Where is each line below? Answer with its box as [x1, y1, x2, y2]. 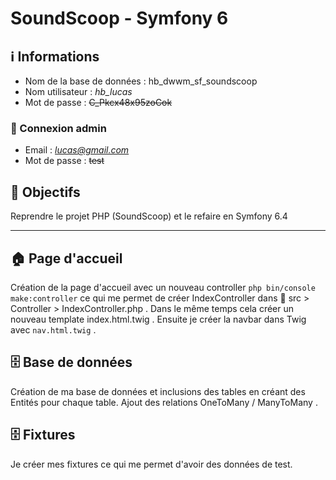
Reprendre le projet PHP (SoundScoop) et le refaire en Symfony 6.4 [10, 210, 288, 222]
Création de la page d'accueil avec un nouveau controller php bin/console [10, 281, 316, 293]
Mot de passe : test [24, 155, 105, 167]
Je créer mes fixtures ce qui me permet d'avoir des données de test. [10, 458, 293, 470]
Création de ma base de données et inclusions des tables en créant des [10, 385, 306, 397]
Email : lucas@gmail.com [24, 144, 130, 156]
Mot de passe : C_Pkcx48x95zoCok [24, 97, 173, 108]
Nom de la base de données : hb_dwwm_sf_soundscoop [24, 75, 258, 87]
